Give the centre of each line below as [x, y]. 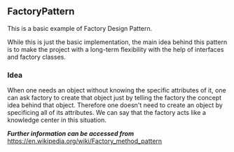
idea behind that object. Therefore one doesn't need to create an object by [115, 105]
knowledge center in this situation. [57, 120]
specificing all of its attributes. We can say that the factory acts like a [107, 113]
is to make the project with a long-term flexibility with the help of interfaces [116, 49]
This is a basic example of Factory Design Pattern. [80, 28]
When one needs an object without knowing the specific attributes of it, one [117, 90]
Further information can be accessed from [71, 134]
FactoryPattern [41, 12]
